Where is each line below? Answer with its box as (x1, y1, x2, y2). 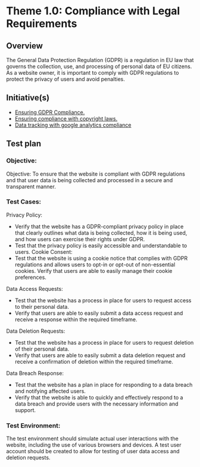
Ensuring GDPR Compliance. (14, 109, 85, 116)
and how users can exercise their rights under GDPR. (14, 235, 145, 242)
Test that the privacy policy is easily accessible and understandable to (14, 242, 187, 249)
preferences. (14, 274, 46, 281)
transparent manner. (6, 183, 57, 190)
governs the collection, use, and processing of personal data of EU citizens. (6, 63, 192, 70)
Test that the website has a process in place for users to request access (14, 297, 192, 304)
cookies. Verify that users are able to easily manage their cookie (14, 267, 173, 274)
